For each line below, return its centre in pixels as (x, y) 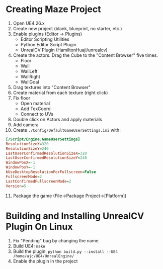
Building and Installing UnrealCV (75, 216)
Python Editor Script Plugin (49, 44)
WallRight (30, 76)
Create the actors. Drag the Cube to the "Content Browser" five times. (85, 55)
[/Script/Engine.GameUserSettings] (43, 139)
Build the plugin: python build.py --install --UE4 (65, 251)
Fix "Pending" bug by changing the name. (56, 240)
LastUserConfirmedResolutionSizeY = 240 (46, 158)
